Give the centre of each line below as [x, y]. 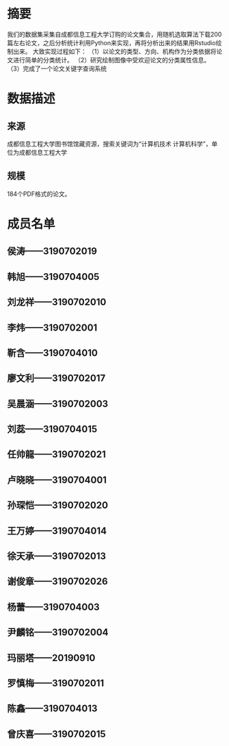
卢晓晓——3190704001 [57, 480]
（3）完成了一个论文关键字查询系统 [57, 68]
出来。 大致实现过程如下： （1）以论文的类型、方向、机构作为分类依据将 [114, 51]
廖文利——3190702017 [56, 378]
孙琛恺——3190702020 [57, 505]
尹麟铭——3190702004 [58, 633]
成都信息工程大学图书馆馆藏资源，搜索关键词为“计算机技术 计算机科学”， [109, 144]
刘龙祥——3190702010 [57, 302]
